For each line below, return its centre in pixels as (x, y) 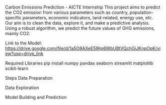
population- (142, 12)
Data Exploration (22, 88)
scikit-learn (17, 68)
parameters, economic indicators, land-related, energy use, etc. (88, 18)
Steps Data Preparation (29, 78)
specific (13, 18)
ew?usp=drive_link (24, 53)
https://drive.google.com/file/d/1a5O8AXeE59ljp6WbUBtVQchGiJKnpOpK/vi (83, 48)
